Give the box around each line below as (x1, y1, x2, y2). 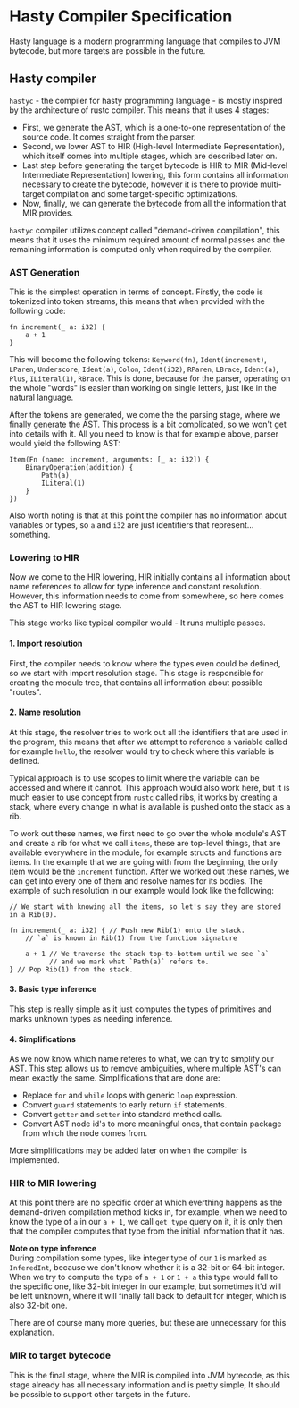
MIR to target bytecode (9, 1349, 112, 1361)
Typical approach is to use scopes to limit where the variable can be (9, 772, 261, 784)
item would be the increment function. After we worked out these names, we (9, 866, 290, 877)
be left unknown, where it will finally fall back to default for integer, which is (9, 1291, 287, 1302)
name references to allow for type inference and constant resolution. (9, 581, 262, 592)
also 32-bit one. (9, 1300, 68, 1311)
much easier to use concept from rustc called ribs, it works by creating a (9, 792, 278, 802)
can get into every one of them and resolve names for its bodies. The (9, 875, 263, 886)
